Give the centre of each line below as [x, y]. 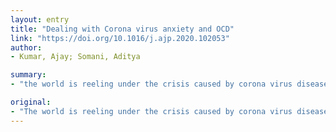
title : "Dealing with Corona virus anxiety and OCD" [122, 29]
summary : [28, 75]
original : [31, 102]
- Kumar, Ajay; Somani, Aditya [75, 57]
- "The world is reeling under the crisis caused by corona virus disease [169, 111]
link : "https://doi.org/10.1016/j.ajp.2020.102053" [120, 38]
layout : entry [40, 19]
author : [26, 47]
